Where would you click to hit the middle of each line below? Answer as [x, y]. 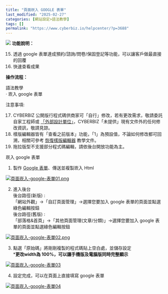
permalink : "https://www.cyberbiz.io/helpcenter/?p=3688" [67, 29]
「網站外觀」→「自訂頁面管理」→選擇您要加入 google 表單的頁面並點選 [87, 202]
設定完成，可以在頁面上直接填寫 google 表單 [58, 275]
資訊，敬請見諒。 [35, 128]
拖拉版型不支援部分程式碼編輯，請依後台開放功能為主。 [70, 147]
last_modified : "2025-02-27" [36, 15]
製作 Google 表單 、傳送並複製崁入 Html [53, 168]
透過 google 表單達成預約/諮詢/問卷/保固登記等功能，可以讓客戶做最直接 [87, 54]
